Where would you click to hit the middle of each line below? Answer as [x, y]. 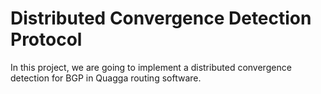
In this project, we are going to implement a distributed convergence [151, 67]
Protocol [46, 39]
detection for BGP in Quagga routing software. [106, 78]
